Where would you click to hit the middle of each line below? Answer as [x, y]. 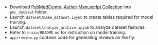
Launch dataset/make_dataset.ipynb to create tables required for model [81, 17]
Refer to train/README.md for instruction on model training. [68, 32]
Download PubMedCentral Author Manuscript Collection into [70, 7]
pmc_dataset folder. [29, 12]
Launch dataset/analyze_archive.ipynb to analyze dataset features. [78, 27]
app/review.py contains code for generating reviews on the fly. [72, 37]
